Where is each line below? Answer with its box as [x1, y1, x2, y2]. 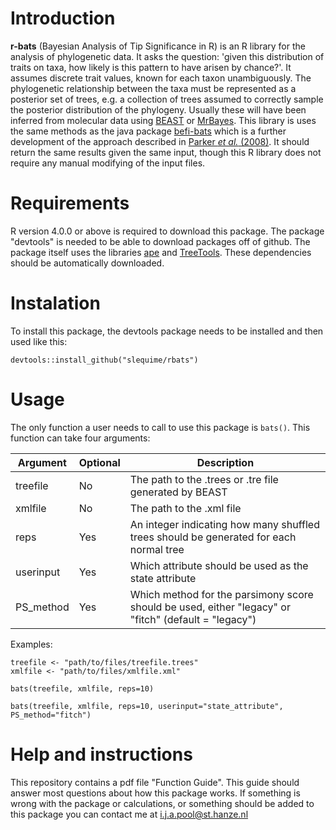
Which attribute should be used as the [129, 558, 309, 572]
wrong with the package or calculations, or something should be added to [10, 797, 315, 809]
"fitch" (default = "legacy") [129, 612, 257, 626]
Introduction [10, 7, 116, 30]
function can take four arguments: [10, 432, 151, 444]
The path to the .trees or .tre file [129, 472, 279, 486]
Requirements [10, 192, 130, 215]
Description [196, 455, 255, 469]
